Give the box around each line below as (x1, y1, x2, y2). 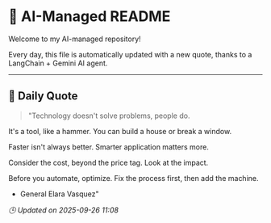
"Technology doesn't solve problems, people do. (27, 111, 190, 120)
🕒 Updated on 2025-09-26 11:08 (8, 205, 119, 215)
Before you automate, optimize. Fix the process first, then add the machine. (8, 173, 260, 183)
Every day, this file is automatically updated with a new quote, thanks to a (8, 49, 252, 59)
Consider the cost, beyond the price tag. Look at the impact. (8, 158, 209, 167)
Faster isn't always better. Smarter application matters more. (8, 141, 210, 152)
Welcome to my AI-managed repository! (8, 34, 141, 44)
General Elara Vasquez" (19, 189, 99, 199)
